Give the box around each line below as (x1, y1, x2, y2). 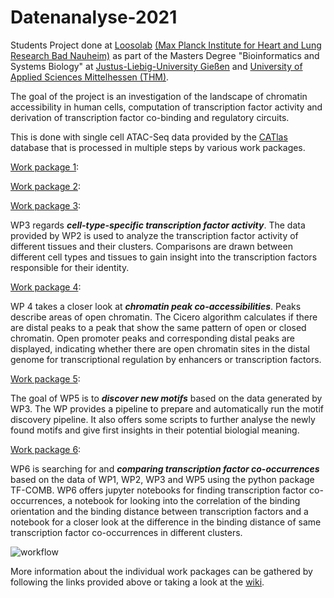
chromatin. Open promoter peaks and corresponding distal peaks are (10, 332, 296, 344)
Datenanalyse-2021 (10, 6, 178, 29)
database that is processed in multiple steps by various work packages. (10, 141, 306, 153)
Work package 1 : (10, 161, 80, 173)
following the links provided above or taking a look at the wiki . (10, 576, 265, 588)
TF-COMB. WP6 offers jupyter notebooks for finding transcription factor (10, 484, 308, 496)
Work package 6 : (10, 443, 82, 455)
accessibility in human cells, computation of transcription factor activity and (10, 101, 323, 113)
